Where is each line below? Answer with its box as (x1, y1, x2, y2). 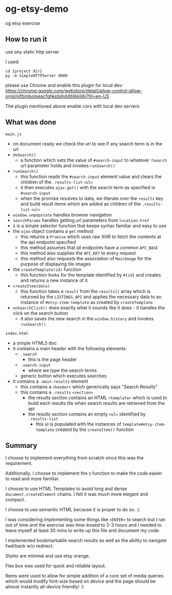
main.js (5, 132, 22, 137)
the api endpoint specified (20, 239, 76, 245)
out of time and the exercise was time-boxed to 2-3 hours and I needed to (5, 522, 162, 528)
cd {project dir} (5, 68, 43, 74)
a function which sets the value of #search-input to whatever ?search (20, 157, 167, 163)
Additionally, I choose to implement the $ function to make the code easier (5, 470, 162, 476)
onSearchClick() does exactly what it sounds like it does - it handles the (12, 304, 165, 311)
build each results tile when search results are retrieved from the (28, 400, 165, 406)
